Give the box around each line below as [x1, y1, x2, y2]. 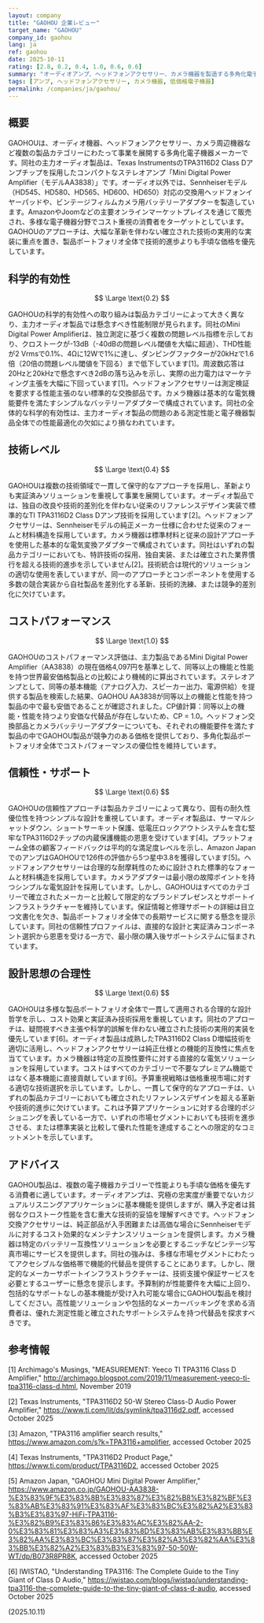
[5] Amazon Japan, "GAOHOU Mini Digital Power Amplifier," [8, 1476, 201, 1485]
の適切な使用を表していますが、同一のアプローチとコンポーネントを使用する [8, 569, 256, 579]
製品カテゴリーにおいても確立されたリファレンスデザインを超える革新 [28, 1093, 255, 1103]
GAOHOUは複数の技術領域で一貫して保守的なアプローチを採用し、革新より [8, 481, 251, 490]
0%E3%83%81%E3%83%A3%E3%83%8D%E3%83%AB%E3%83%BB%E [8, 1526, 253, 1536]
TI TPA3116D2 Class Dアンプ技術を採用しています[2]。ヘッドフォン [28, 510, 247, 520]
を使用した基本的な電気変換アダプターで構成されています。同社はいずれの [8, 540, 248, 549]
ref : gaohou [8, 48, 47, 56]
